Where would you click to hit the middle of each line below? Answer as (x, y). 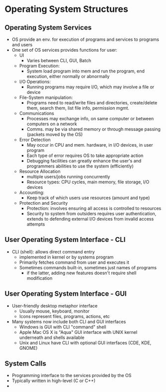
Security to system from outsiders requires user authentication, (91, 214)
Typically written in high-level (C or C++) (53, 381)
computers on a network (52, 124)
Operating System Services (48, 28)
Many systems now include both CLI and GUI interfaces (69, 321)
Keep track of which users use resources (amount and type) (88, 198)
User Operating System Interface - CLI (65, 240)
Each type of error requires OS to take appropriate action (85, 156)
